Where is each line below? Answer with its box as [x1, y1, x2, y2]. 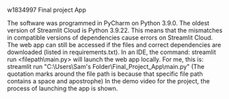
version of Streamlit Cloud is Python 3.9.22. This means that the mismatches [7, 27, 223, 34]
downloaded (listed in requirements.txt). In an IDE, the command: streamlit [7, 48, 217, 56]
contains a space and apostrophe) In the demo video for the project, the [7, 77, 210, 85]
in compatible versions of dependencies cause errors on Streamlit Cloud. [7, 33, 213, 42]
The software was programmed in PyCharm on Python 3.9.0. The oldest [7, 19, 210, 27]
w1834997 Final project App [7, 6, 87, 14]
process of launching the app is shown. [7, 85, 118, 92]
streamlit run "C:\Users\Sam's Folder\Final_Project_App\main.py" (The [7, 63, 205, 70]
